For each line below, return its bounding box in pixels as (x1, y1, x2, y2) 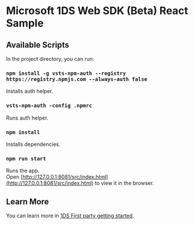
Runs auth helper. (6, 114, 49, 121)
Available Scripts (6, 40, 69, 50)
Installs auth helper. (6, 88, 53, 95)
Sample (6, 16, 44, 30)
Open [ (6, 173, 23, 180)
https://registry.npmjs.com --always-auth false (6, 76, 148, 83)
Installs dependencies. (6, 141, 60, 148)
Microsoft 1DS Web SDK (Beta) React (6, 4, 189, 18)
